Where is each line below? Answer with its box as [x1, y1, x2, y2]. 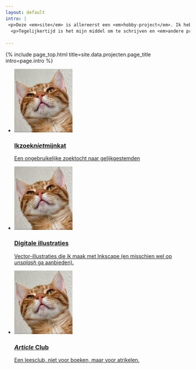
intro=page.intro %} [5, 57, 53, 65]
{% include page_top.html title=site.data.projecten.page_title [5, 51, 152, 58]
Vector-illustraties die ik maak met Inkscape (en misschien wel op [13, 252, 172, 259]
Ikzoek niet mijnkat [13, 141, 67, 150]
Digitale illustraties [13, 239, 69, 248]
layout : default [5, 9, 45, 15]
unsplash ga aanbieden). [13, 259, 74, 266]
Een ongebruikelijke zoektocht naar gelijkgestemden [13, 155, 140, 162]
